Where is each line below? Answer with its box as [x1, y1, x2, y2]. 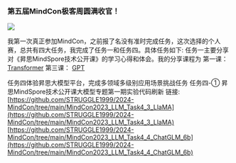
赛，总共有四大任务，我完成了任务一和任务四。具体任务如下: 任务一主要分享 [7, 46, 229, 55]
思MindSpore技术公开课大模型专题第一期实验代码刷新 [7, 87, 165, 96]
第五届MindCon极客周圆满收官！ [7, 6, 120, 16]
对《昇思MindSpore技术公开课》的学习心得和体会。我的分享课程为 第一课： [7, 55, 228, 63]
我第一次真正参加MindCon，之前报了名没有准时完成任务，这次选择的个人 [7, 37, 221, 45]
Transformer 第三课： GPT [7, 64, 85, 72]
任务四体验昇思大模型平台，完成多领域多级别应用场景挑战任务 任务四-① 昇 [7, 79, 228, 87]
